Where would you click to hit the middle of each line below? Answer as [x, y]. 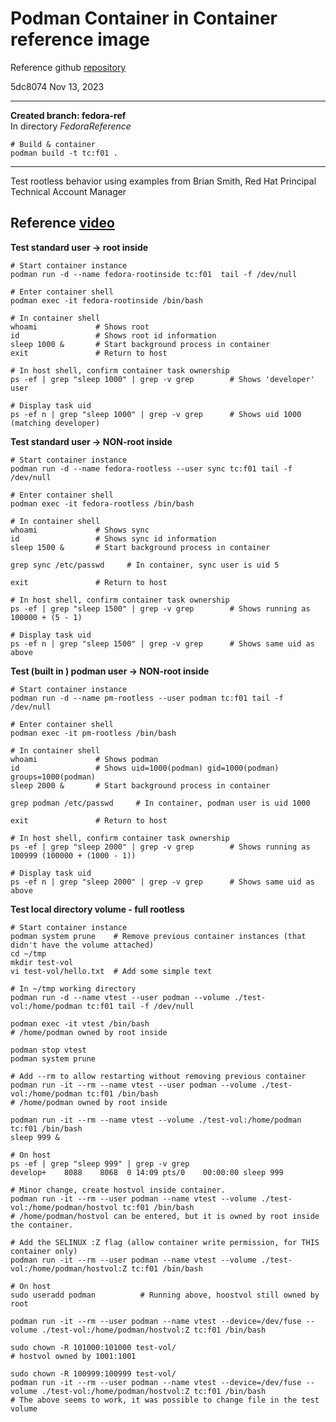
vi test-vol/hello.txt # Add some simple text [111, 971]
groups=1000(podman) [53, 777]
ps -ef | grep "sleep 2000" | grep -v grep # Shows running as [160, 847]
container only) [44, 1251]
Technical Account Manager [68, 191]
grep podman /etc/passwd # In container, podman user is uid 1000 [160, 803]
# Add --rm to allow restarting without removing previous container [158, 1076]
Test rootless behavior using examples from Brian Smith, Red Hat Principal [163, 181]
